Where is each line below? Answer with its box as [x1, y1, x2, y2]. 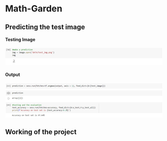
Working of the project [5, 128, 77, 136]
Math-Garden [5, 3, 62, 14]
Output [5, 71, 20, 77]
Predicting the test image [5, 23, 85, 31]
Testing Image [5, 37, 36, 43]
